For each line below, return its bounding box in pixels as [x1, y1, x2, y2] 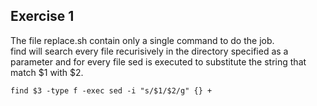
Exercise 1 [10, 8, 75, 25]
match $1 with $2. [10, 66, 84, 78]
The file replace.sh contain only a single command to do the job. [10, 34, 275, 46]
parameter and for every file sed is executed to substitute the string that [10, 55, 307, 68]
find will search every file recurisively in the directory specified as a [10, 45, 289, 57]
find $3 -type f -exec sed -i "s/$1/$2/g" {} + [10, 85, 213, 96]
